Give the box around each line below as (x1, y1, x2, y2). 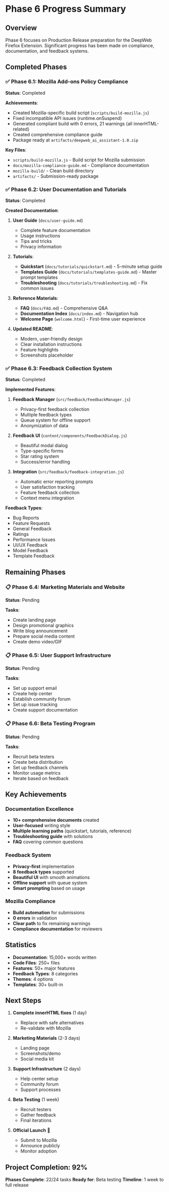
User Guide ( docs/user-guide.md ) (12, 217, 83, 223)
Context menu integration (20, 495, 74, 501)
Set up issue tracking (12, 701, 58, 707)
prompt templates (20, 274, 58, 280)
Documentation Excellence (5, 805, 74, 812)
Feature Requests (12, 520, 50, 527)
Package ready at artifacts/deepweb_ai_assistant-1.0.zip (12, 137, 138, 143)
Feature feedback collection (20, 490, 80, 496)
